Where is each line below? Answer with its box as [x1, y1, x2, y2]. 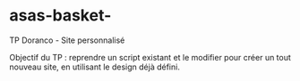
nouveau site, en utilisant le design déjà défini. [9, 61, 181, 72]
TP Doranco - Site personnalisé [9, 35, 125, 45]
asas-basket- [9, 5, 112, 26]
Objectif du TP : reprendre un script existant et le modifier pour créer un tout [9, 52, 291, 62]
